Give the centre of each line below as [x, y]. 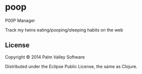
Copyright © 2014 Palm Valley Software [45, 57]
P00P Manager [20, 20]
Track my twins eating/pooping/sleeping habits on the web [64, 30]
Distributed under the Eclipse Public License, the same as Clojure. [71, 66]
